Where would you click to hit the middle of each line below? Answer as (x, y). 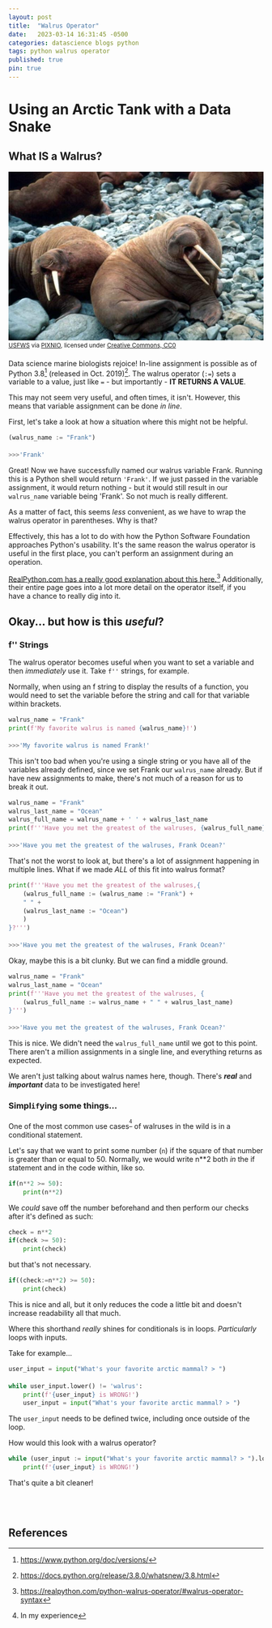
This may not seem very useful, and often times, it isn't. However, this (124, 398)
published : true (36, 60)
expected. (25, 1061)
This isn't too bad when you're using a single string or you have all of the (130, 761)
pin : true (25, 69)
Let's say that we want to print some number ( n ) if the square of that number (136, 1150)
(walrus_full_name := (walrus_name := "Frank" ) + (108, 894)
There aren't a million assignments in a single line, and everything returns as (136, 1052)
